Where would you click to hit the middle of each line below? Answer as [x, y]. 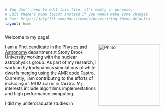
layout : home [18, 23]
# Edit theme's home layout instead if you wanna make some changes [77, 14]
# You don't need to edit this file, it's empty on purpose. [69, 10]
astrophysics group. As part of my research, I [51, 62]
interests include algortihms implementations [51, 88]
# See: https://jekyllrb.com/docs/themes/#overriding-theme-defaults [78, 19]
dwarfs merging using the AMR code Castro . [50, 73]
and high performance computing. [40, 94]
